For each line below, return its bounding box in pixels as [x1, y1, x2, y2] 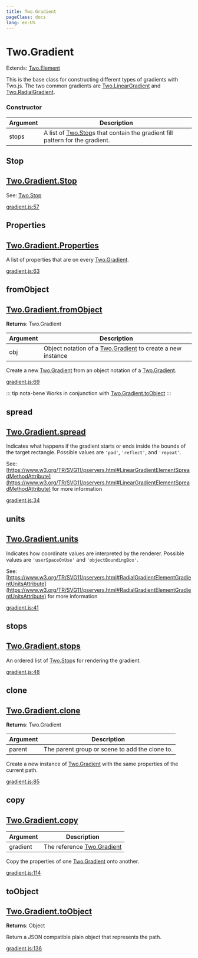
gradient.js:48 [6, 668, 40, 675]
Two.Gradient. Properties [6, 240, 99, 250]
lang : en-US [6, 19, 35, 25]
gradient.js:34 [6, 497, 40, 504]
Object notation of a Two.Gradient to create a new [44, 344, 181, 353]
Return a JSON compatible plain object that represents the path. [6, 934, 162, 941]
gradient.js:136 [6, 945, 42, 952]
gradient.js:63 [6, 268, 40, 275]
